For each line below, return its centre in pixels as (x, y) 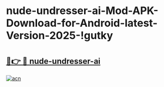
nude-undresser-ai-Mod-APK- (82, 11)
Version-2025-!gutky (60, 36)
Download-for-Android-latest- (82, 23)
